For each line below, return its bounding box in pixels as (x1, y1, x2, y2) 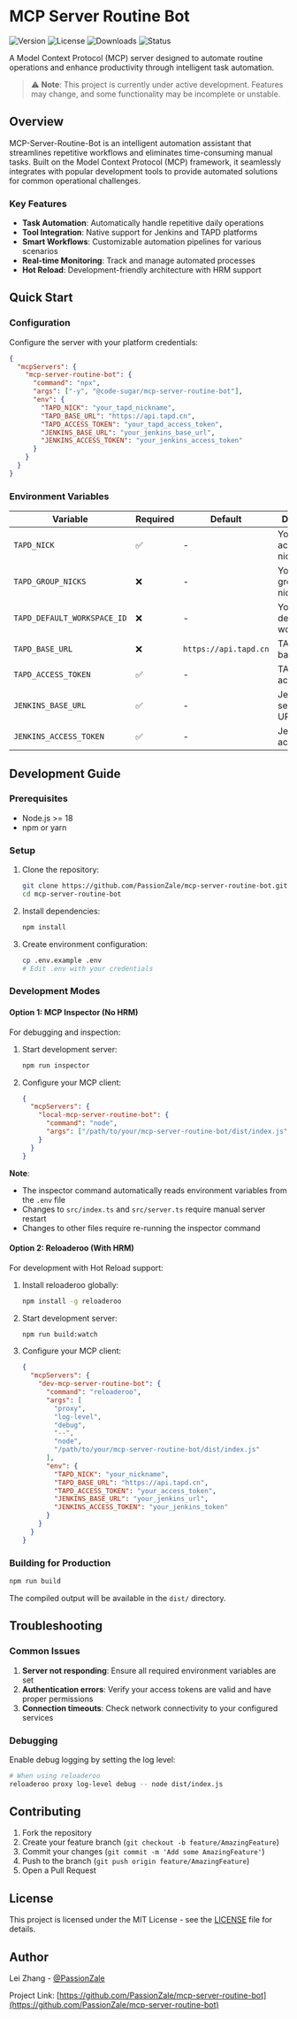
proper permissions (21, 1693, 94, 1704)
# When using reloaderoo (9, 1771, 101, 1780)
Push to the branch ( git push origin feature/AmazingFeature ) (21, 1856, 250, 1867)
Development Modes (9, 985, 101, 998)
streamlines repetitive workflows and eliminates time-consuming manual (9, 147, 273, 158)
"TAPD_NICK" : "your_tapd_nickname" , (41, 403, 176, 412)
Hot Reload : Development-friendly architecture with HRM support (21, 265, 262, 275)
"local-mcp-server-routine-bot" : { (38, 1111, 170, 1120)
